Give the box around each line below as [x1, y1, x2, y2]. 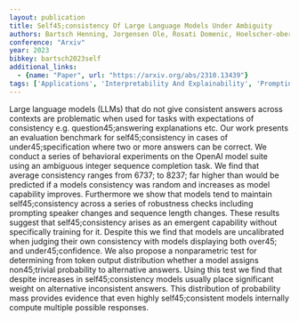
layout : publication [9, 12, 86, 22]
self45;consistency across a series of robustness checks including [9, 197, 254, 209]
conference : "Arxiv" [9, 37, 86, 47]
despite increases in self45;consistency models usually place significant [9, 273, 274, 285]
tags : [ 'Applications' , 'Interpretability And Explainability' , [9, 79, 253, 88]
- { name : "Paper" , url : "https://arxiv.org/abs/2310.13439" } [17, 71, 249, 80]
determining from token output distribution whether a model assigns [9, 254, 260, 265]
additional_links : [9, 63, 77, 72]
